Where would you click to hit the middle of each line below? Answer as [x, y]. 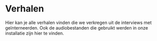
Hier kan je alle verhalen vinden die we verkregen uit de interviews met [78, 22]
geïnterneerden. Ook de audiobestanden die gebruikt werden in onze [77, 27]
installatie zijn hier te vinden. [35, 33]
